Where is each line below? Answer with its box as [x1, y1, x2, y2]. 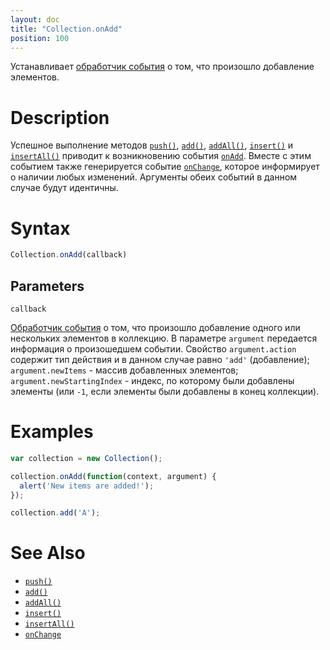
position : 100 [10, 33, 70, 43]
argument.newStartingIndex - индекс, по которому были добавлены [10, 374, 295, 386]
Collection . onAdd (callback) [10, 250, 128, 260]
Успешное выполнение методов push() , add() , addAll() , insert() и [10, 139, 294, 151]
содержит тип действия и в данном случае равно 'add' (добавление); [10, 353, 310, 365]
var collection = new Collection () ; [10, 453, 163, 463]
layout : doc [10, 14, 60, 25]
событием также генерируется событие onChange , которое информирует [10, 161, 320, 173]
